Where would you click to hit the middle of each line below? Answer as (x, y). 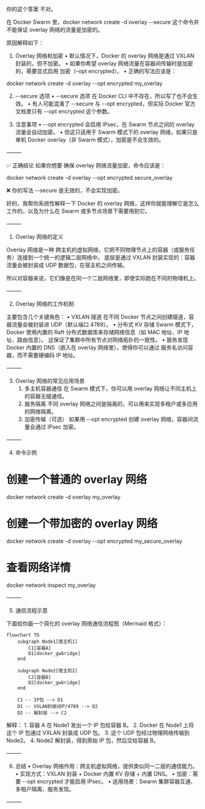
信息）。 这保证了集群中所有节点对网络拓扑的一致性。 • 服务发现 (108, 340)
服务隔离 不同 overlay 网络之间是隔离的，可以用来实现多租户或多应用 (111, 404)
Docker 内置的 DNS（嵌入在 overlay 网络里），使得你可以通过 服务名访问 (97, 347)
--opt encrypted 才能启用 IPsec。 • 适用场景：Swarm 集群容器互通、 (109, 781)
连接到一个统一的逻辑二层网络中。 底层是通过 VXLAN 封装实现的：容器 (106, 257)
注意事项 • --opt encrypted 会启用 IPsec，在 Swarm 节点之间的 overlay (105, 124)
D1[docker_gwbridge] (54, 653)
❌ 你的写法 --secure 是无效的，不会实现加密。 (65, 190)
